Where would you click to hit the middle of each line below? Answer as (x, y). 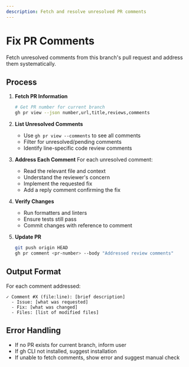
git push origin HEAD (41, 248)
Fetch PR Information (41, 96)
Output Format (34, 272)
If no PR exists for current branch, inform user (71, 345)
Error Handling (33, 331)
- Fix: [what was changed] (45, 307)
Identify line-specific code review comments (78, 148)
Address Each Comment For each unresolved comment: (84, 160)
